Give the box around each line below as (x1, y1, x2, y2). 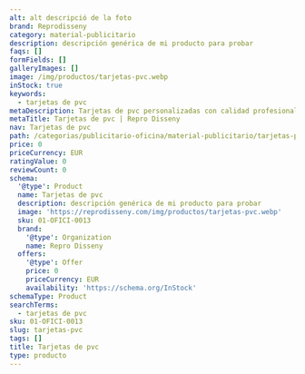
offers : (17, 250, 47, 259)
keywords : (9, 89, 47, 98)
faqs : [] (9, 47, 43, 56)
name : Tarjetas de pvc (17, 191, 103, 200)
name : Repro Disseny (25, 241, 103, 251)
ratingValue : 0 (9, 156, 67, 166)
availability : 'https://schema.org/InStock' (25, 283, 197, 292)
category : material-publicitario (9, 30, 136, 39)
